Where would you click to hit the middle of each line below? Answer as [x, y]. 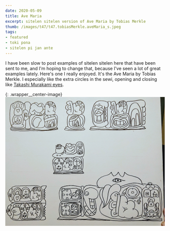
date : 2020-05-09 [24, 11]
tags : [11, 32]
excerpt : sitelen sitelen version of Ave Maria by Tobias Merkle [75, 21]
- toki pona [18, 43]
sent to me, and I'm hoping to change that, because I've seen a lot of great [83, 68]
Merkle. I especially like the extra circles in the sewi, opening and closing [81, 79]
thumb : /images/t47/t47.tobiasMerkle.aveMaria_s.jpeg [63, 27]
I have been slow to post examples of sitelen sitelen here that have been [80, 63]
